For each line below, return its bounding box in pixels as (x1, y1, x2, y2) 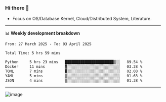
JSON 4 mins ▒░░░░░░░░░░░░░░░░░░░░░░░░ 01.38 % (5, 78, 142, 83)
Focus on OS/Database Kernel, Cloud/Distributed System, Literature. (12, 16, 152, 22)
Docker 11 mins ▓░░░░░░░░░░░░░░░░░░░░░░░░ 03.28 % (5, 64, 142, 69)
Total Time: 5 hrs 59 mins (5, 51, 61, 56)
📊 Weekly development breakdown (5, 30, 80, 36)
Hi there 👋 (5, 4, 30, 11)
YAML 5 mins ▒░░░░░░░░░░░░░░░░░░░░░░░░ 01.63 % (5, 73, 142, 78)
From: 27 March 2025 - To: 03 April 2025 (5, 42, 92, 47)
